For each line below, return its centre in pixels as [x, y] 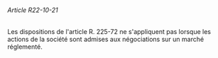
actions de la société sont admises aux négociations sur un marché [106, 40]
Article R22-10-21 [33, 10]
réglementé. [25, 47]
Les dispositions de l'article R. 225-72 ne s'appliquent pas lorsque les [109, 32]
